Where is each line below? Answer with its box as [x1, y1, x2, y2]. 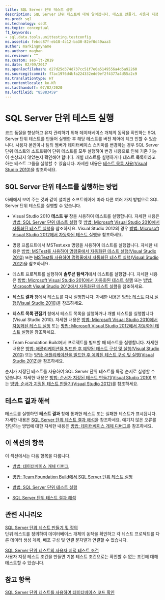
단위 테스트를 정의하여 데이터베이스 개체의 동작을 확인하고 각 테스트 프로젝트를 [5, 530, 155, 536]
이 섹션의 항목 [5, 439, 44, 447]
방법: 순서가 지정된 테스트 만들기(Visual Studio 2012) [10, 381, 112, 387]
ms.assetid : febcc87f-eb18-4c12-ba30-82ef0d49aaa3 [5, 39, 111, 44]
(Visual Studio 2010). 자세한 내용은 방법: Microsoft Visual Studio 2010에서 [12, 317, 158, 323]
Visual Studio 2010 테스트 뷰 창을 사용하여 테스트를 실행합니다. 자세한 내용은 [12, 213, 160, 219]
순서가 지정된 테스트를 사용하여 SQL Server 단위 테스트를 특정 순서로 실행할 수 [5, 368, 156, 375]
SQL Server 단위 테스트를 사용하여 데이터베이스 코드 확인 [5, 590, 115, 596]
